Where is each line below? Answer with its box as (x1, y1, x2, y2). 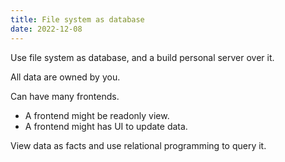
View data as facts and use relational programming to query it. (10, 139, 267, 151)
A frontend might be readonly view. (24, 109, 170, 121)
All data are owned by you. (10, 71, 121, 83)
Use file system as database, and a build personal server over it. (10, 51, 275, 63)
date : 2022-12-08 (10, 24, 83, 34)
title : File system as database (10, 14, 145, 25)
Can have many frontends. (10, 90, 120, 102)
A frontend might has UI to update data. (24, 120, 188, 132)
